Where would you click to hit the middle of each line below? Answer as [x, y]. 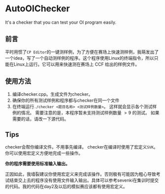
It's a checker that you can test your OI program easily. [61, 22]
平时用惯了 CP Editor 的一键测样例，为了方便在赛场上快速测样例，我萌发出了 [82, 52]
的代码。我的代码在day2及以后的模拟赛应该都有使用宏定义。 [66, 187]
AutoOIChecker [37, 9]
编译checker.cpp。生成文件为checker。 [52, 94]
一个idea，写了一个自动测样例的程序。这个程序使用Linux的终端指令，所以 [80, 58]
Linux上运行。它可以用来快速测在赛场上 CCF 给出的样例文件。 [77, 64]
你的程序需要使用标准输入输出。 [37, 164]
